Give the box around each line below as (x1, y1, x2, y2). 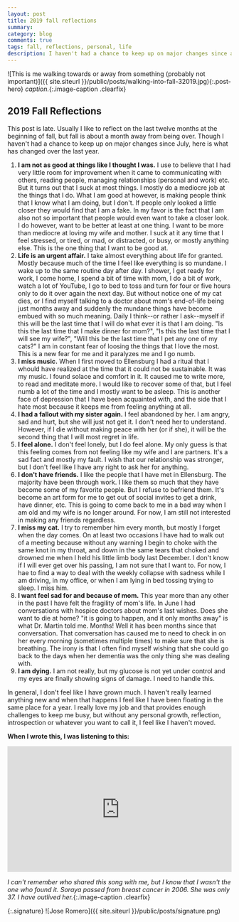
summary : (7, 23, 33, 31)
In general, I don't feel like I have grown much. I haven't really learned (7, 687, 211, 697)
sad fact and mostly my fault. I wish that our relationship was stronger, (17, 455, 224, 463)
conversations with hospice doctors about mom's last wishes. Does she (17, 606, 228, 615)
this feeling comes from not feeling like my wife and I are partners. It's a (17, 447, 228, 456)
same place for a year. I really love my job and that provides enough (7, 703, 206, 712)
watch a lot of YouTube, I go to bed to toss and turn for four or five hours (17, 282, 231, 290)
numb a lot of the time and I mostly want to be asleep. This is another (17, 387, 221, 395)
